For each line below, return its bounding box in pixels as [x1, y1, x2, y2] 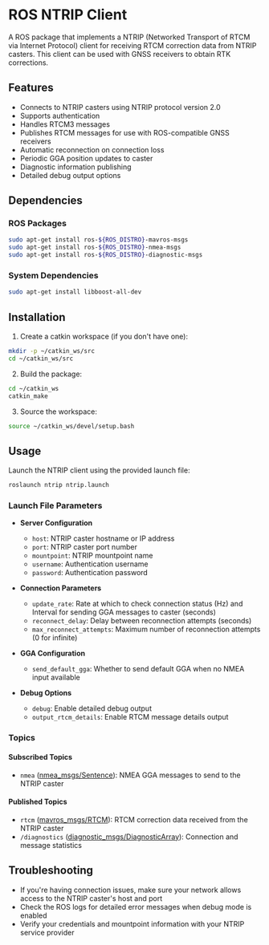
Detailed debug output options [19, 170, 121, 180]
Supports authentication [19, 111, 100, 120]
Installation [8, 310, 66, 324]
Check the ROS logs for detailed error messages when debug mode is [19, 902, 252, 911]
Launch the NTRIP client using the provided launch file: [8, 465, 190, 475]
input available [31, 672, 80, 683]
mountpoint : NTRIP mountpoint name [31, 551, 153, 561]
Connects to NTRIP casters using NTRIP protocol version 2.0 [19, 102, 221, 112]
